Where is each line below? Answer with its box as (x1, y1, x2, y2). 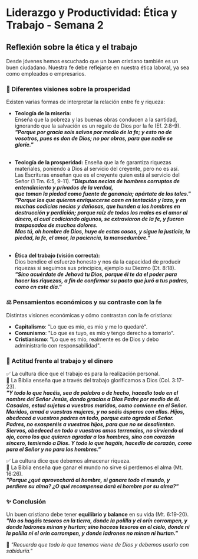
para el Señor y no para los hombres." (6, 446, 101, 453)
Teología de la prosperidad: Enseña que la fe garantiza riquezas (14, 159, 172, 166)
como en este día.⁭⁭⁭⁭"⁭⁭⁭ (14, 284, 62, 291)
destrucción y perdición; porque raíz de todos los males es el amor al (14, 209, 188, 216)
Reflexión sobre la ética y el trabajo (6, 42, 137, 52)
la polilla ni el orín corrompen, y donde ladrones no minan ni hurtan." (6, 529, 179, 537)
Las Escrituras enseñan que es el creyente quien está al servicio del (14, 171, 180, 178)
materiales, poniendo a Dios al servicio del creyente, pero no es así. (14, 165, 179, 173)
